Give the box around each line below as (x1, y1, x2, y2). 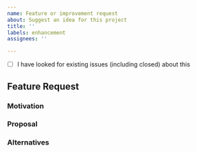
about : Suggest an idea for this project (7, 16, 128, 23)
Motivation (7, 101, 45, 110)
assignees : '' (7, 36, 48, 42)
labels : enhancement (7, 29, 67, 36)
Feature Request (7, 80, 80, 92)
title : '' (7, 23, 36, 29)
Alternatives (7, 138, 49, 147)
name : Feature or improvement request (7, 10, 118, 17)
